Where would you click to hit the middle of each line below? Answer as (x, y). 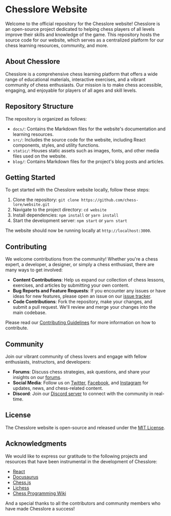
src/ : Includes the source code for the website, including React (79, 140)
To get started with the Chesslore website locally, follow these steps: (78, 190)
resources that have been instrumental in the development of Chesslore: (81, 461)
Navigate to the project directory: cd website (59, 210)
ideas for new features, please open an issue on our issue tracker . (82, 296)
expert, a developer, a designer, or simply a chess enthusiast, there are (80, 265)
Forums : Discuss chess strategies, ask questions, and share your (81, 372)
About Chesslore (33, 62)
